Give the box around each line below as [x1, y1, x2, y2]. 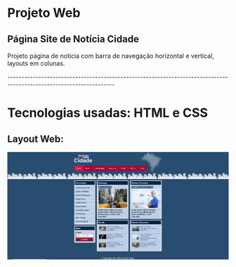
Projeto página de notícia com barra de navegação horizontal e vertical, [7, 51, 214, 60]
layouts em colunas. [7, 59, 65, 68]
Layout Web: [7, 132, 65, 145]
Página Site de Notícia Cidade [7, 33, 139, 45]
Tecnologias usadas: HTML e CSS [7, 105, 209, 121]
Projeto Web [7, 5, 81, 21]
